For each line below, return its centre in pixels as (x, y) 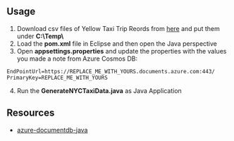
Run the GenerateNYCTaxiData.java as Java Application (99, 90)
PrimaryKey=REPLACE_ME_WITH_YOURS (57, 78)
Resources (31, 113)
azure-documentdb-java (52, 130)
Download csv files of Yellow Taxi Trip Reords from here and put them (118, 28)
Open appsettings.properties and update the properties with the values (122, 51)
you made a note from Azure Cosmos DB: (77, 59)
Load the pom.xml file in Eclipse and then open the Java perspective (117, 43)
